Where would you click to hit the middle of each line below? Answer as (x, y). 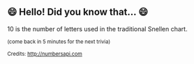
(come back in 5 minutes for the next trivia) (59, 42)
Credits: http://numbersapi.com (45, 54)
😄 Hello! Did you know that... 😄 (78, 12)
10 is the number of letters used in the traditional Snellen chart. (97, 29)
